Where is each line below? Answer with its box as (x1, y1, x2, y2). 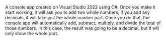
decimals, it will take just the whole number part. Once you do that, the (5, 15, 150, 20)
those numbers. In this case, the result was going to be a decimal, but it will (5, 25, 160, 31)
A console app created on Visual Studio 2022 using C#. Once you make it (5, 4, 156, 10)
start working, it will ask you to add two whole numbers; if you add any (5, 9, 150, 15)
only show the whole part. (5, 31, 59, 36)
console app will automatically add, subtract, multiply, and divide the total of (5, 20, 161, 26)
